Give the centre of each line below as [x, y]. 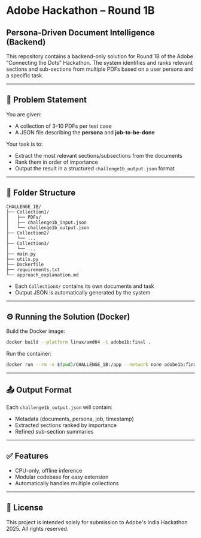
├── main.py [21, 254]
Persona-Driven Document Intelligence [81, 33]
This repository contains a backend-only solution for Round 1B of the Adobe [100, 56]
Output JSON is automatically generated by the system [83, 292]
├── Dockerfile [25, 265]
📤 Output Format [39, 390]
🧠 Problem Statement [47, 100]
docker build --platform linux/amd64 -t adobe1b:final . [79, 342]
